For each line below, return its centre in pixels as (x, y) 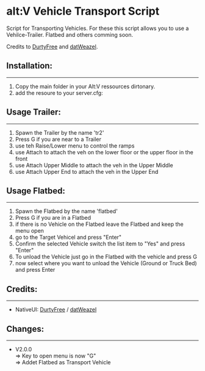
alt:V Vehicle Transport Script (83, 11)
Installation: (30, 66)
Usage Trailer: (34, 112)
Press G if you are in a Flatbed (53, 218)
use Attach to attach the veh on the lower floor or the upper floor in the (104, 152)
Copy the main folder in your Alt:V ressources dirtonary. (85, 86)
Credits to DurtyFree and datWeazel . (52, 47)
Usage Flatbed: (36, 191)
